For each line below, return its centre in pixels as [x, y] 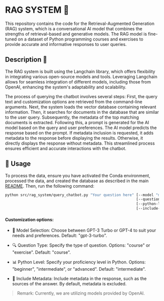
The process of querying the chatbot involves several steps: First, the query [81, 96]
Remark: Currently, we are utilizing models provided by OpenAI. [81, 293]
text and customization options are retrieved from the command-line [74, 102]
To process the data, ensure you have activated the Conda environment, [78, 175]
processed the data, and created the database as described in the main [77, 181]
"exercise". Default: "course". [41, 252]
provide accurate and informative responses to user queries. [66, 44]
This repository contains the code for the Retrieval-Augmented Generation [80, 23]
